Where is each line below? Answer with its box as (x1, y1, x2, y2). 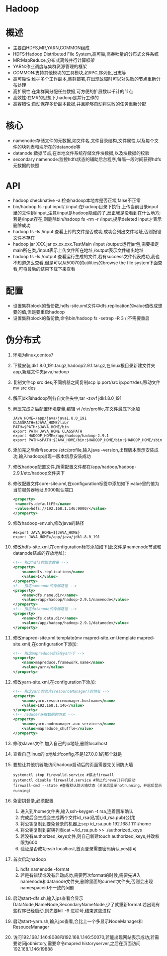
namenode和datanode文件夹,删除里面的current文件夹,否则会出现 (20, 878, 153, 884)
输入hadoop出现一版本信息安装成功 (18, 453, 91, 459)
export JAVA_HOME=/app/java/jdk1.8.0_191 (12, 534, 100, 540)
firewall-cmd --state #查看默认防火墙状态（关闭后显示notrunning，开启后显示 (12, 783, 162, 788)
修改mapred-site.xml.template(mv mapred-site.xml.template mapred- (12, 635, 155, 640)
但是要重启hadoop (27, 309, 65, 315)
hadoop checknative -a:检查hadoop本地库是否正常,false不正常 (12, 197, 141, 203)
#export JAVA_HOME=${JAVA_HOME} (12, 530, 80, 535)
